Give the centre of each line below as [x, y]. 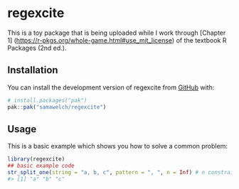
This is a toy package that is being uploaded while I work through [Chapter [117, 33]
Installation [33, 70]
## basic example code [41, 166]
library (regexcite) [36, 159]
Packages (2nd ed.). [37, 48]
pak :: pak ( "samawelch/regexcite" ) [57, 107]
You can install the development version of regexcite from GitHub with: [111, 87]
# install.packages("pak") [47, 100]
